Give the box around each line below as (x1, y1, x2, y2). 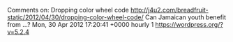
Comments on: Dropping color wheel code (7, 6, 129, 14)
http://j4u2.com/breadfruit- (130, 6, 209, 14)
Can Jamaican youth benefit (145, 13, 227, 21)
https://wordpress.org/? (155, 21, 223, 28)
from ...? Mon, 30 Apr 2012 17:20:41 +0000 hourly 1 (7, 21, 154, 28)
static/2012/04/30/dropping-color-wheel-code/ (7, 13, 144, 21)
